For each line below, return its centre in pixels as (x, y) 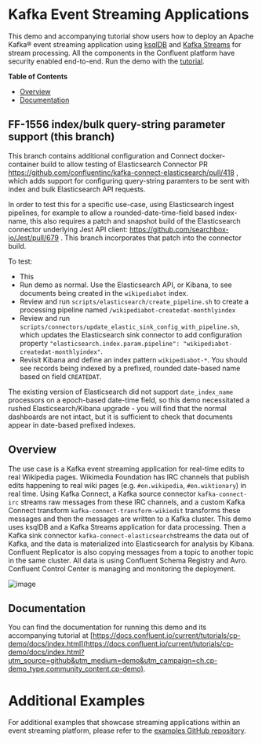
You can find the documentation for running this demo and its (107, 627)
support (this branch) (62, 137)
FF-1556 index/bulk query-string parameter (117, 124)
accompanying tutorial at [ (51, 636)
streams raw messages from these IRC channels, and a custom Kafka (133, 502)
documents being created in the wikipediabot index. (104, 293)
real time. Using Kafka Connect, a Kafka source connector (102, 494)
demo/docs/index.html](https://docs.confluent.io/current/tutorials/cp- (121, 644)
